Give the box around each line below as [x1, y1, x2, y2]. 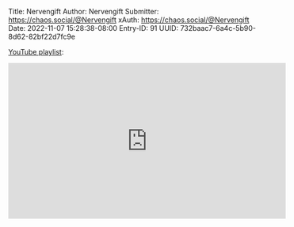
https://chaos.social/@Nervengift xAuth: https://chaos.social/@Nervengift [8, 15, 250, 25]
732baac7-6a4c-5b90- [180, 24, 256, 32]
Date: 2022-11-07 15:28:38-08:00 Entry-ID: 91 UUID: [8, 24, 179, 32]
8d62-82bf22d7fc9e [8, 32, 76, 41]
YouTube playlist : [8, 47, 64, 56]
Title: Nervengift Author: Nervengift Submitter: [8, 7, 159, 16]
